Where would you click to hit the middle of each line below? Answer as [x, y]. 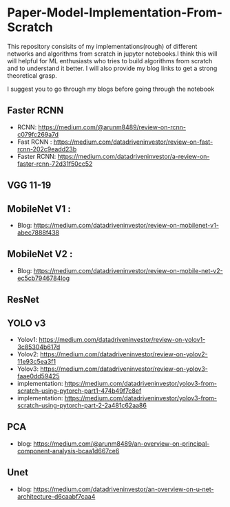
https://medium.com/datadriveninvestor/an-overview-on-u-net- [124, 489]
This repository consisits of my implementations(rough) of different [102, 46]
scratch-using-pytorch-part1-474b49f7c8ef [79, 391]
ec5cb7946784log [43, 278]
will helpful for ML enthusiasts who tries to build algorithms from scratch [110, 61]
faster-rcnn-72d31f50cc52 [55, 164]
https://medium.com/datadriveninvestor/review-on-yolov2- [124, 354]
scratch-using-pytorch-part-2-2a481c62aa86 [82, 405]
